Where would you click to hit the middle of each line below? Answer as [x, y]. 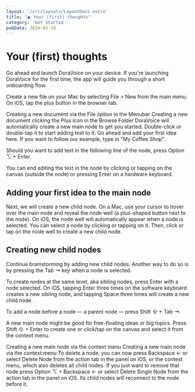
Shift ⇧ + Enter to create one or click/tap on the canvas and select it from [95, 329]
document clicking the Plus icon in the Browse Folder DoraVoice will [88, 121]
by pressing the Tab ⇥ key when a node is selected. [69, 270]
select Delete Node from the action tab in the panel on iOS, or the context [94, 359]
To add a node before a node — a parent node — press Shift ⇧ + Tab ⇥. [93, 311]
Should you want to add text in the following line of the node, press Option [95, 150]
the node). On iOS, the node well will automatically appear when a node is [95, 219]
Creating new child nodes [53, 250]
